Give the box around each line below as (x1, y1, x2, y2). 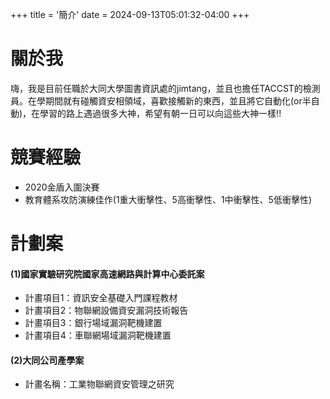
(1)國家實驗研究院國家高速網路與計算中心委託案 (10, 268, 205, 280)
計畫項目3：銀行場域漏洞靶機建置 (24, 317, 163, 329)
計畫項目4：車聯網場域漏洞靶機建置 (24, 329, 172, 342)
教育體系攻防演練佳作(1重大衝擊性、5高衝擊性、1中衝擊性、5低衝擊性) (24, 193, 313, 205)
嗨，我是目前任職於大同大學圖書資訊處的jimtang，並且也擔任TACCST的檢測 (10, 82, 321, 94)
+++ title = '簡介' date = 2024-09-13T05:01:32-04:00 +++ (10, 9, 250, 20)
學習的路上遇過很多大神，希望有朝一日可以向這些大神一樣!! (39, 107, 282, 119)
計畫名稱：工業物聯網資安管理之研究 (24, 378, 175, 390)
